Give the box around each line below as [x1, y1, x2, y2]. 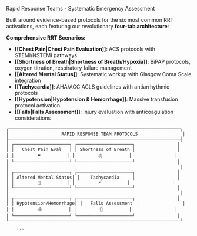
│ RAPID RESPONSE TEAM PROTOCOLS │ [6, 131, 185, 137]
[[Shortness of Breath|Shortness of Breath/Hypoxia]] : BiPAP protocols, [14, 58, 191, 65]
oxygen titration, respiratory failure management [14, 64, 132, 71]
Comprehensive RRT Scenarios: [6, 34, 86, 41]
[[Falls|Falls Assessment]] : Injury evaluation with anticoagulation [14, 109, 173, 115]
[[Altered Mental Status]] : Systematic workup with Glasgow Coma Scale [14, 71, 192, 77]
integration [14, 77, 41, 84]
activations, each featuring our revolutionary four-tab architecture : [6, 23, 169, 29]
